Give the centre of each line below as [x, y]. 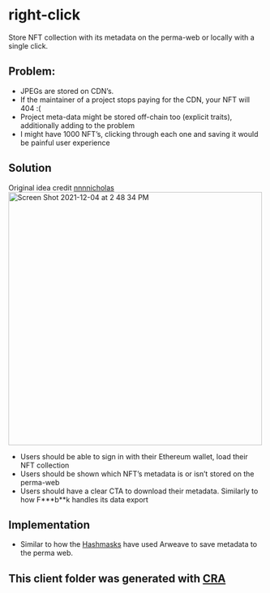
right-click [45, 15]
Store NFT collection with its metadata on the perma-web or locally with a [132, 37]
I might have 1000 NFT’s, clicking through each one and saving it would [139, 134]
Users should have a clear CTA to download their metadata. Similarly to [139, 491]
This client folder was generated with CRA [117, 578]
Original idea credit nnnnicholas [62, 187]
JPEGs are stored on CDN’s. [67, 91]
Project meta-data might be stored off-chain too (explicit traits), [126, 117]
